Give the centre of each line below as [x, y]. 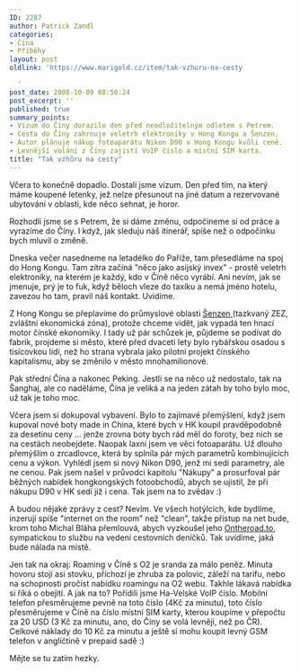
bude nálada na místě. [50, 547]
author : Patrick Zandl [52, 26]
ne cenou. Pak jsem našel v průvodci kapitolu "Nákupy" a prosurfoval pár [145, 472]
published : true [40, 109]
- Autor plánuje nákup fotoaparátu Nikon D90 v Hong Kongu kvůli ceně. [146, 143]
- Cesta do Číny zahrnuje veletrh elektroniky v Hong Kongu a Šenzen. [144, 134]
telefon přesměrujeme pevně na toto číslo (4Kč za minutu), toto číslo [136, 602]
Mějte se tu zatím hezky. [54, 658]
